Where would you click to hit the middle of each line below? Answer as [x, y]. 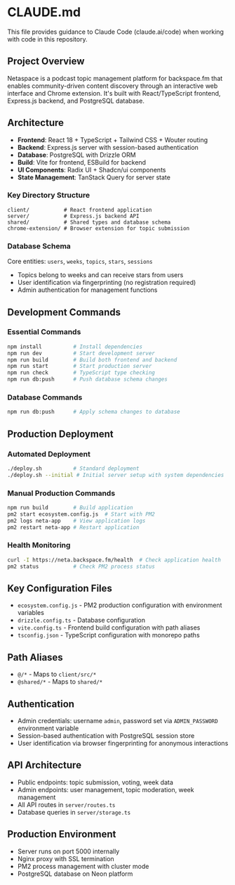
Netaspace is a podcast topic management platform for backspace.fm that [115, 78]
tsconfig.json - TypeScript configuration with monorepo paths [108, 635]
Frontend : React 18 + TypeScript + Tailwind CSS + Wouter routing [113, 140]
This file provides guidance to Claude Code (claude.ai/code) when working [116, 32]
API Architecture [45, 765]
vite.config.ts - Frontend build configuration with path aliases [109, 628]
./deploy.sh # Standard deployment [73, 469]
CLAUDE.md [44, 12]
